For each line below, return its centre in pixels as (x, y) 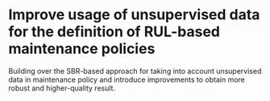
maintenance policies (82, 49)
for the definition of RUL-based (114, 32)
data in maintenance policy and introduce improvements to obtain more (127, 79)
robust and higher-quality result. (62, 88)
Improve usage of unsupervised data (134, 15)
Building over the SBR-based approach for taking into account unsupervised (135, 71)
